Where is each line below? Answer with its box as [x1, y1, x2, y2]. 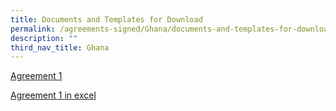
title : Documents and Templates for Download [10, 14, 203, 25]
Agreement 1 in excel [10, 89, 97, 101]
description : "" [10, 33, 78, 43]
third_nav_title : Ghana [10, 42, 110, 53]
